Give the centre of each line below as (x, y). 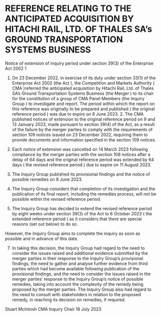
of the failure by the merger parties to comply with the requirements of (82, 129)
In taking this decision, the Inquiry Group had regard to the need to (78, 248)
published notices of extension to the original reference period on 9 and (84, 119)
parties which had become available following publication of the (75, 268)
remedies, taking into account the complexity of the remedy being (78, 284)
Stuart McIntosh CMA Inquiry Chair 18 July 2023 (53, 309)
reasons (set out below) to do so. (45, 224)
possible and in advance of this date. (42, 238)
